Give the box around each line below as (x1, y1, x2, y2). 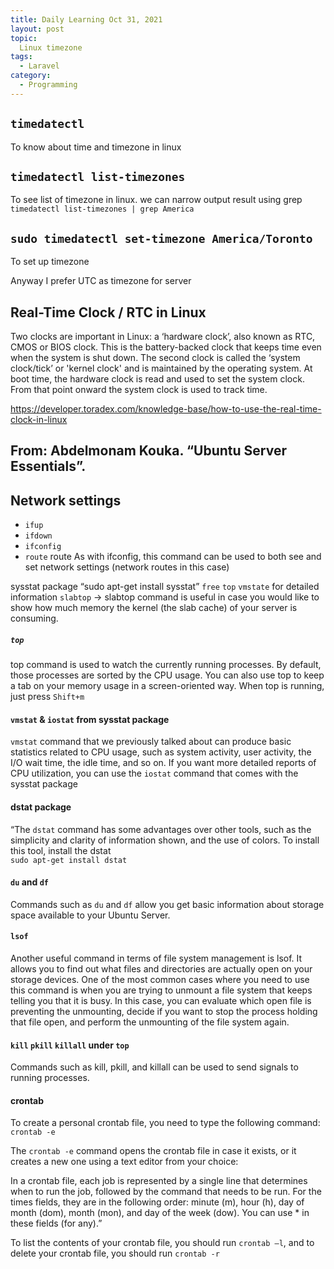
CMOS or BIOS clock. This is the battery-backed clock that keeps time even (10, 341, 322, 353)
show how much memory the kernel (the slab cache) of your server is (10, 602, 298, 614)
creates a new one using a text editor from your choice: (10, 1156, 239, 1168)
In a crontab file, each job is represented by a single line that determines (10, 1175, 308, 1187)
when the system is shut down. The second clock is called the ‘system (10, 352, 301, 363)
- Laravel (19, 61, 60, 71)
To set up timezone (10, 256, 90, 268)
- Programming (19, 80, 78, 90)
